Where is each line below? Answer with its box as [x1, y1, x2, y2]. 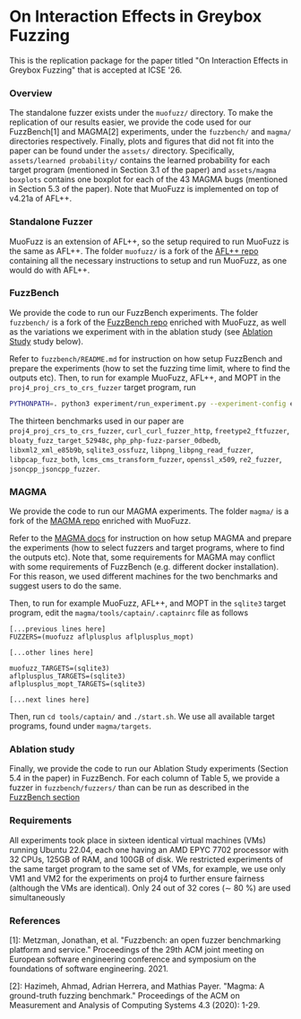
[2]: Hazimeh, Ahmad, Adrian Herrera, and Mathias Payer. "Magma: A [9, 980, 265, 991]
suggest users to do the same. [9, 580, 122, 591]
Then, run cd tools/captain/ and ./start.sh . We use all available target [9, 711, 275, 721]
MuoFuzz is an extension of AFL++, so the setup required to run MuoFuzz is [9, 236, 289, 247]
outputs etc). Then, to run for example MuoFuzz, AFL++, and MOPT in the [9, 372, 281, 383]
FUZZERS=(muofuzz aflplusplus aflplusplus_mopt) [9, 632, 194, 641]
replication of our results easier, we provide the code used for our [9, 117, 252, 127]
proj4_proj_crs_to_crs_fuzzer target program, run [9, 381, 196, 392]
